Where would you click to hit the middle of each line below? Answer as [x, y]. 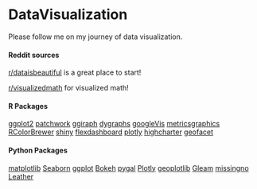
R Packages [28, 106]
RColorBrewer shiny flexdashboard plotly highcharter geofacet [111, 132]
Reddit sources [34, 55]
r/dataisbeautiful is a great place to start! [75, 72]
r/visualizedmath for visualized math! [68, 88]
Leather [21, 176]
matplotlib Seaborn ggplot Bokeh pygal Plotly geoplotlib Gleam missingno [128, 168]
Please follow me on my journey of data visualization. [95, 37]
